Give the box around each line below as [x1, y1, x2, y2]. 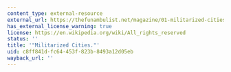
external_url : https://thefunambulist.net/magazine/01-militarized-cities [7, 16, 226, 23]
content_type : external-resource [7, 10, 103, 17]
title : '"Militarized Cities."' [7, 42, 100, 49]
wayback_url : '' [7, 55, 54, 62]
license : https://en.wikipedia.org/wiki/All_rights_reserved [7, 29, 186, 36]
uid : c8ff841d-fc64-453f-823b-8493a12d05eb [7, 49, 134, 56]
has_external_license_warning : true [7, 23, 112, 29]
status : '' [7, 36, 38, 43]
